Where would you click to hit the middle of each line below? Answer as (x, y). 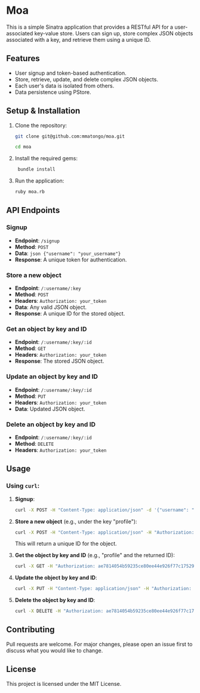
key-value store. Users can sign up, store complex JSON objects (114, 33)
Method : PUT (30, 396)
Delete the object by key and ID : (55, 600)
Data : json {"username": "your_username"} (68, 253)
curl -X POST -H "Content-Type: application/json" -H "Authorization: (104, 532)
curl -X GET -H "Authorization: (55, 566)
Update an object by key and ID (52, 376)
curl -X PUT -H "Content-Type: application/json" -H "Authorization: (103, 589)
